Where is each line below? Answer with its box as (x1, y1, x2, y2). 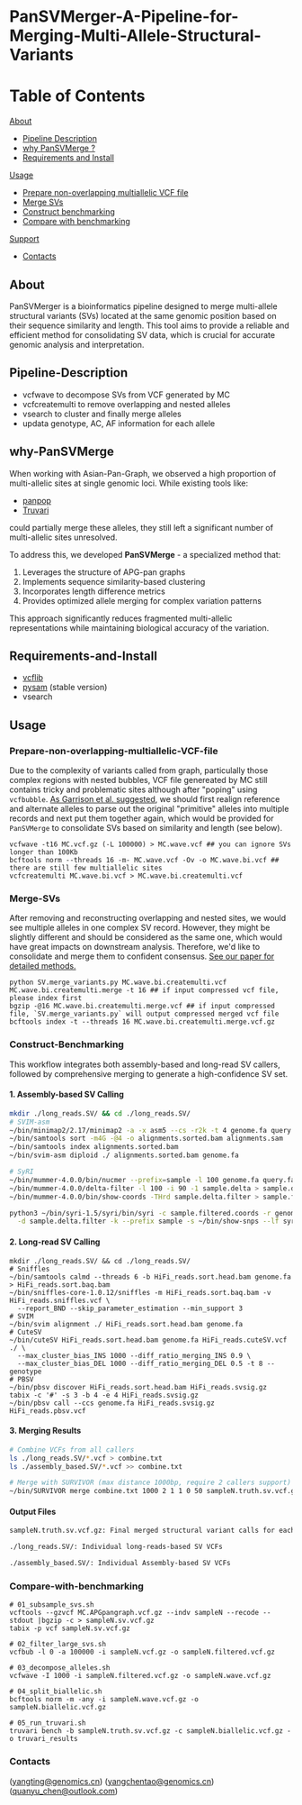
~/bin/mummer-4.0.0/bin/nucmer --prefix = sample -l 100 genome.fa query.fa (9, 1175, 296, 1184)
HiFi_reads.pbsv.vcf (9, 1406, 87, 1416)
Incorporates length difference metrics (22, 586, 166, 597)
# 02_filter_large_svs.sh (9, 1640, 106, 1649)
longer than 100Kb (9, 848, 78, 857)
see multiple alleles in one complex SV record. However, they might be (9, 922, 271, 934)
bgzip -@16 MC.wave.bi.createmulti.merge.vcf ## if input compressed (9, 1002, 276, 1011)
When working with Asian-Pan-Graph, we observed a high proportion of (9, 468, 277, 479)
